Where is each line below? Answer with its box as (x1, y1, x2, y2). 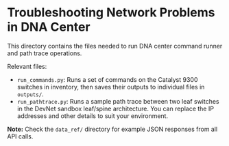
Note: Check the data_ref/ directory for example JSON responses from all (7, 125, 218, 133)
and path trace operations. (7, 49, 82, 57)
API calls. (7, 132, 34, 141)
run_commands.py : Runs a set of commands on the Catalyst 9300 (16, 75, 198, 83)
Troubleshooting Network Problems (7, 5, 215, 20)
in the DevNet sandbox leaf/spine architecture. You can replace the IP (16, 104, 215, 113)
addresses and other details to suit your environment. (16, 111, 169, 120)
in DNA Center (7, 19, 91, 35)
